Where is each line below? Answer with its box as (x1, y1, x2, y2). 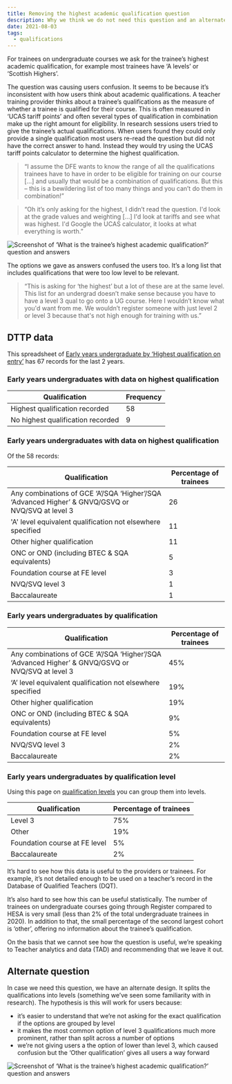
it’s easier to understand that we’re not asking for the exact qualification (17, 1011, 221, 1020)
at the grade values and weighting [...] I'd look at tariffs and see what (23, 212, 220, 221)
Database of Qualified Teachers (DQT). (7, 882, 118, 890)
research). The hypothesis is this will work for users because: (7, 998, 182, 1007)
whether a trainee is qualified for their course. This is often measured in (7, 105, 211, 113)
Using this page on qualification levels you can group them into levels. (7, 787, 206, 796)
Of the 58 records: (7, 451, 60, 460)
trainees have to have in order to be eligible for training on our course (23, 170, 222, 178)
